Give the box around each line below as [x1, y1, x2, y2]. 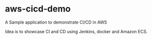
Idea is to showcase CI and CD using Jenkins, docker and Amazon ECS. [5, 28, 148, 34]
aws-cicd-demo [5, 3, 71, 14]
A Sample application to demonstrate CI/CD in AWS [5, 19, 107, 25]
